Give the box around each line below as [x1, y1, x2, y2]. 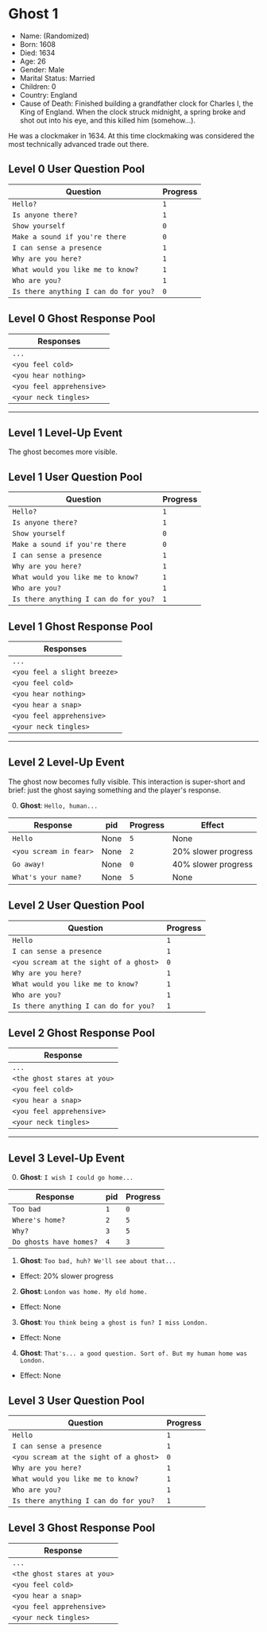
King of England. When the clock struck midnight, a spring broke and [19, 107, 246, 116]
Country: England [19, 90, 78, 99]
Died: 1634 [19, 48, 56, 57]
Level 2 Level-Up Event [8, 756, 125, 769]
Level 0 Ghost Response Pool [8, 312, 156, 326]
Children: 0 [19, 81, 56, 91]
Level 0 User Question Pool [8, 162, 145, 176]
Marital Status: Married [19, 73, 95, 83]
